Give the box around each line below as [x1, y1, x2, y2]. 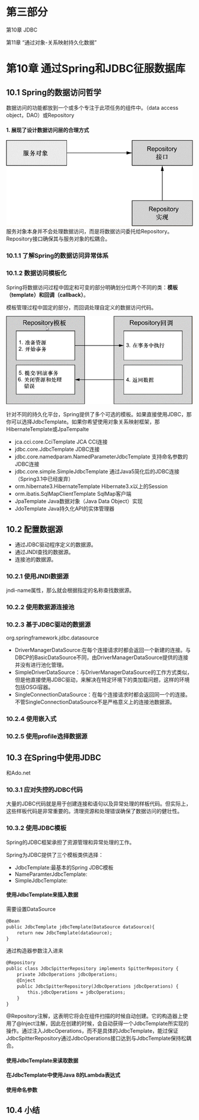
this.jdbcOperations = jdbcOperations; [27, 989, 126, 995]
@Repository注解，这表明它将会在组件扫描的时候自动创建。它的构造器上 [6, 1012, 183, 1019]
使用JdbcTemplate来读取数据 [6, 1056, 79, 1064]
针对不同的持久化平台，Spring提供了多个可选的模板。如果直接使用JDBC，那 [6, 411, 192, 418]
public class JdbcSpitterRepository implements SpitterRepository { [6, 966, 179, 972]
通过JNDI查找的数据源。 [14, 548, 74, 555]
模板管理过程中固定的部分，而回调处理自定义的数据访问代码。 [6, 303, 157, 311]
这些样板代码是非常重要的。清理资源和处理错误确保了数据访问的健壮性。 [6, 808, 182, 815]
